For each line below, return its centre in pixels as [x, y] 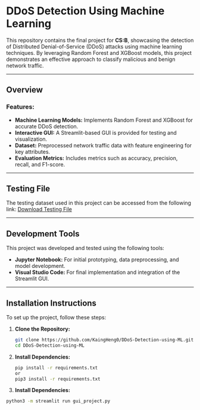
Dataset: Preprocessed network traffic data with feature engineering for [103, 145]
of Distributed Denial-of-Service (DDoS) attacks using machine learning [94, 47]
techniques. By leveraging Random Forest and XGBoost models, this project [99, 53]
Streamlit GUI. [32, 279]
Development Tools [43, 234]
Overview [25, 90]
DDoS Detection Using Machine [85, 11]
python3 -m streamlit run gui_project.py [58, 401]
